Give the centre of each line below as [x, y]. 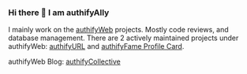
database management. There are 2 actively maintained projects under [123, 38]
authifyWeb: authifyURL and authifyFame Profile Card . [96, 46]
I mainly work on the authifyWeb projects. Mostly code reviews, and [118, 30]
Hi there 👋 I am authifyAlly [59, 13]
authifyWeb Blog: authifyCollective [64, 61]
